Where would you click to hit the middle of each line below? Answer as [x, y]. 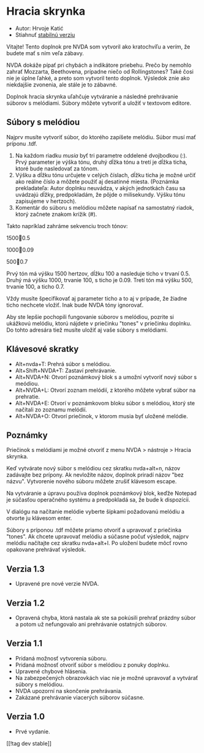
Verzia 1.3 [25, 569]
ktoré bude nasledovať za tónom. [57, 168]
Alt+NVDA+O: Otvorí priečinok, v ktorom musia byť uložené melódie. [102, 416]
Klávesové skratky [43, 349]
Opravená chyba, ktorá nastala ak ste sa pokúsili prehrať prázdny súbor [105, 618]
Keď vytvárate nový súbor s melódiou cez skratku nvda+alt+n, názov [93, 468]
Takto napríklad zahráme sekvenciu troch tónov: [67, 226]
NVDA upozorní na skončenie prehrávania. [69, 690]
